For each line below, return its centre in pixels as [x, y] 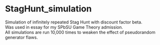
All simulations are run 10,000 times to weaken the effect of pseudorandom [80, 32]
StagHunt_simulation [48, 9]
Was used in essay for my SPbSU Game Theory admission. [64, 27]
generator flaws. [21, 37]
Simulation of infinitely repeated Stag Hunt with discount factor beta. [74, 22]
